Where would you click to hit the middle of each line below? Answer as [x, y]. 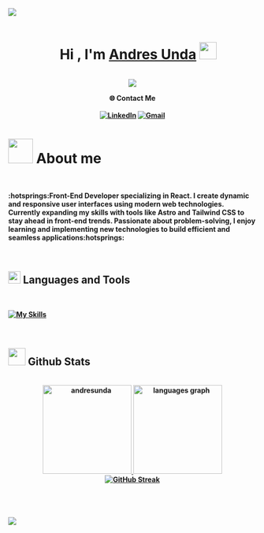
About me [69, 159]
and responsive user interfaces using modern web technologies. [116, 203]
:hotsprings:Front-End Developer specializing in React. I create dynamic [129, 196]
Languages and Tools [76, 280]
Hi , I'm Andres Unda [128, 55]
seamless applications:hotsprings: [66, 237]
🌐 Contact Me [132, 98]
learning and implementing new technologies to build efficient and [119, 229]
